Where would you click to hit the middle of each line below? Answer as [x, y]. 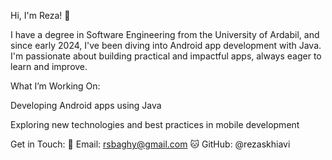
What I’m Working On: [55, 86]
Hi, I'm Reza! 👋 [40, 15]
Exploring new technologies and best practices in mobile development [155, 124]
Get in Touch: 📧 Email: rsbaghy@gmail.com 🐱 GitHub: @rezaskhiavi [150, 144]
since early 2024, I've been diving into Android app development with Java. [166, 45]
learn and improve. [49, 66]
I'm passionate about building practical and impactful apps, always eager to [166, 56]
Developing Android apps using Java [86, 105]
